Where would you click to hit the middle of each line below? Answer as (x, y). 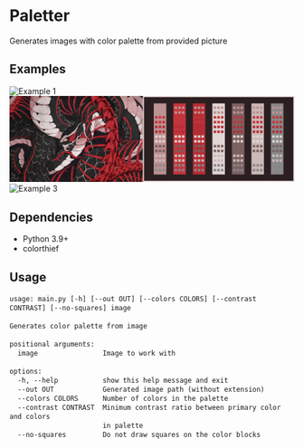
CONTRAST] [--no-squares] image (70, 308)
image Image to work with (97, 353)
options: (26, 371)
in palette (123, 425)
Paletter (40, 16)
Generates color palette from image (78, 326)
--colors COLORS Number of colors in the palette (123, 398)
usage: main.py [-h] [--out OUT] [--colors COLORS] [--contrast (133, 299)
